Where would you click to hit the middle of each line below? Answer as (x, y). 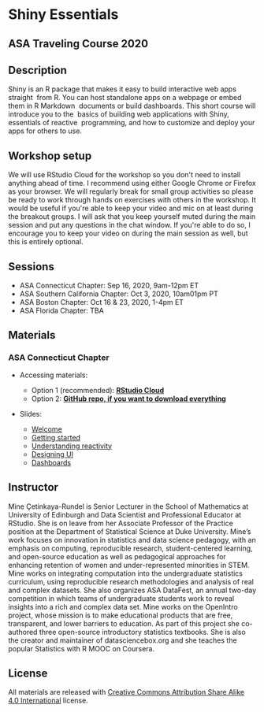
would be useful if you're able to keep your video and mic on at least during (131, 208)
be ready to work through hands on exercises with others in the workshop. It (132, 200)
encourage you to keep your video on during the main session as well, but (128, 233)
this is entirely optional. (46, 242)
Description (37, 70)
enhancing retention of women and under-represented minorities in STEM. (129, 565)
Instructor (33, 487)
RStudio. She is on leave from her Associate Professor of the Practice (121, 523)
